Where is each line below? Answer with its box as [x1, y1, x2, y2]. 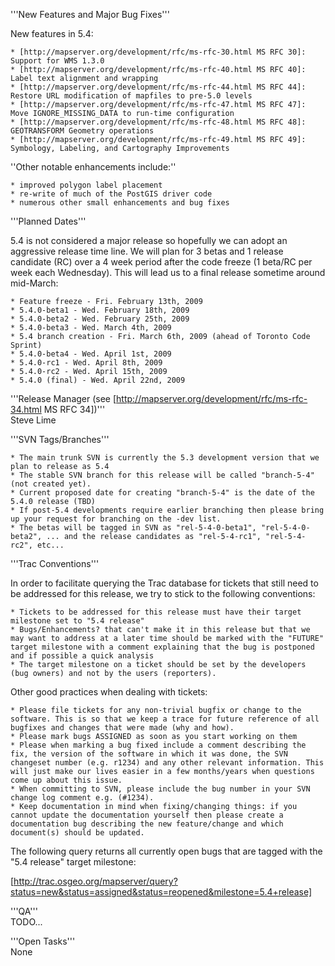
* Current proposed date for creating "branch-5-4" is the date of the [10, 488, 315, 498]
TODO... [10, 916, 43, 928]
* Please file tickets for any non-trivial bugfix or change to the [10, 705, 302, 715]
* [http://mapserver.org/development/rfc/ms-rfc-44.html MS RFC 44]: [10, 82, 307, 92]
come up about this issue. [10, 775, 123, 785]
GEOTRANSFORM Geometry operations [10, 126, 155, 136]
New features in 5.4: [10, 28, 94, 39]
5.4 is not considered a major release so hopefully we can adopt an [10, 235, 288, 246]
